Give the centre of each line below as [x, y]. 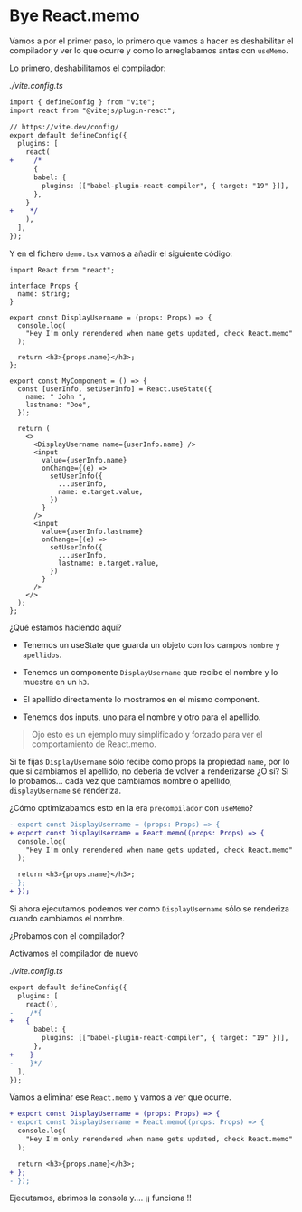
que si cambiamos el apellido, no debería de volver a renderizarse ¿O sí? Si [149, 771]
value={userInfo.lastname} [93, 531]
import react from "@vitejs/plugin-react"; [93, 110]
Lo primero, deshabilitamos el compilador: [88, 68]
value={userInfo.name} [85, 460]
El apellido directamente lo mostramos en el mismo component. [141, 699]
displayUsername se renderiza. [66, 790]
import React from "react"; [62, 270]
